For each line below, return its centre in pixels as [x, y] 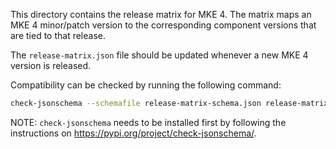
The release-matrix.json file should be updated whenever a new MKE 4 [159, 55]
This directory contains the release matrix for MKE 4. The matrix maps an [161, 14]
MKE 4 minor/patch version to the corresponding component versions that [163, 25]
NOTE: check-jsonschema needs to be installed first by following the [148, 122]
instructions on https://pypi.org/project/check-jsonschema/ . [133, 133]
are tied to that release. [58, 35]
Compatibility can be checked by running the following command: [146, 85]
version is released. [51, 65]
